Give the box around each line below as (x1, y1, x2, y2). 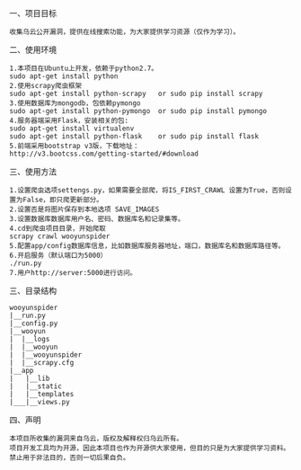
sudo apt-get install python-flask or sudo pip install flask (9, 132, 259, 141)
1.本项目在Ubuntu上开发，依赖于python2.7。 (9, 64, 159, 73)
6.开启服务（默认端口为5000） (9, 251, 108, 260)
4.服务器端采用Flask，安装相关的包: (9, 116, 128, 125)
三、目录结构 (9, 286, 57, 296)
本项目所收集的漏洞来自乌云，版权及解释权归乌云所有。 (9, 434, 184, 443)
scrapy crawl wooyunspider (9, 232, 111, 241)
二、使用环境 (9, 44, 57, 55)
